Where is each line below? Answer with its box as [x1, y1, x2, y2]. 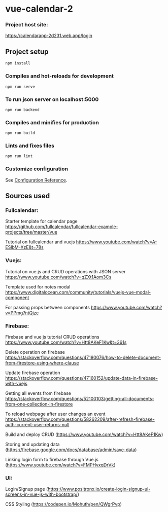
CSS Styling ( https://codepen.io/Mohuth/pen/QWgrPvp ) [5, 501, 122, 507]
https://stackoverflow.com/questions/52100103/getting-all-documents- [5, 396, 154, 402]
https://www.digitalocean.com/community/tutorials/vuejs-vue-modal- [5, 289, 151, 295]
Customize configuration [5, 165, 69, 172]
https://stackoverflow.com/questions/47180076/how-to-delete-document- [5, 354, 161, 360]
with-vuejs [5, 381, 28, 387]
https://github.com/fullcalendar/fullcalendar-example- [5, 224, 118, 230]
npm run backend [5, 107, 40, 112]
